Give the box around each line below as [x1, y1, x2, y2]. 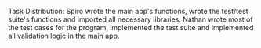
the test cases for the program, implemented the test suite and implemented [8, 23, 254, 32]
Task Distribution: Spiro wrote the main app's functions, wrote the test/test [8, 7, 248, 15]
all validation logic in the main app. [8, 31, 120, 40]
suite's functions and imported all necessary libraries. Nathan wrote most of [8, 15, 253, 24]
